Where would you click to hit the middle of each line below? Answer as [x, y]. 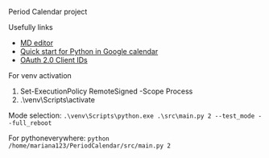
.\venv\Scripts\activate [57, 100]
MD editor [37, 43]
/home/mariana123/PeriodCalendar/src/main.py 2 [90, 146]
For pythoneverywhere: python [59, 138]
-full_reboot [30, 123]
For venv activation [40, 75]
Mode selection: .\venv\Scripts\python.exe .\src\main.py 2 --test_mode [132, 115]
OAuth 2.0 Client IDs [54, 60]
